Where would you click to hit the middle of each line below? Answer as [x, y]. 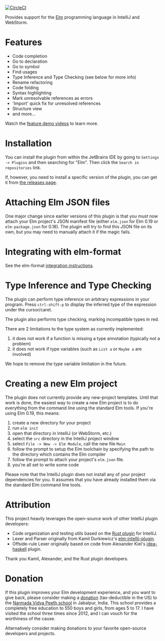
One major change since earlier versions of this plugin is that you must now [82, 216]
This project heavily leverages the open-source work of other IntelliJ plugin [82, 518]
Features [24, 43]
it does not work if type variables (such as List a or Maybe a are [77, 349]
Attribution [28, 505]
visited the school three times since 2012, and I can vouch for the [71, 613]
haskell [19, 549]
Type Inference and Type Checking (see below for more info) [74, 77]
